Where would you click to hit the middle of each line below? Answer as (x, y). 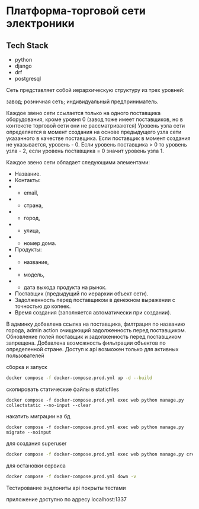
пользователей (25, 355)
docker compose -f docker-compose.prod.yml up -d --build (79, 378)
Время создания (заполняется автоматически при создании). (93, 312)
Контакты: (28, 180)
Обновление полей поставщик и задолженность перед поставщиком (94, 337)
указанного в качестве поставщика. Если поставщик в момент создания (98, 138)
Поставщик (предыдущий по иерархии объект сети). (81, 294)
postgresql (28, 79)
